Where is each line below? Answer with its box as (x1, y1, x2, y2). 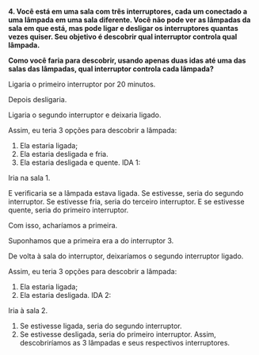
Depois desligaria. (8, 95, 67, 104)
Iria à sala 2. (8, 306, 48, 315)
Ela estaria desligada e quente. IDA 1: (19, 158, 141, 167)
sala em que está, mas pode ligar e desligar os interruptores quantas (8, 24, 239, 32)
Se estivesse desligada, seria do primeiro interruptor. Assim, (19, 330, 216, 339)
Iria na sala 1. (8, 174, 51, 182)
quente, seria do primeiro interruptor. (8, 205, 129, 215)
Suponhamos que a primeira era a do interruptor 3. (8, 236, 174, 245)
